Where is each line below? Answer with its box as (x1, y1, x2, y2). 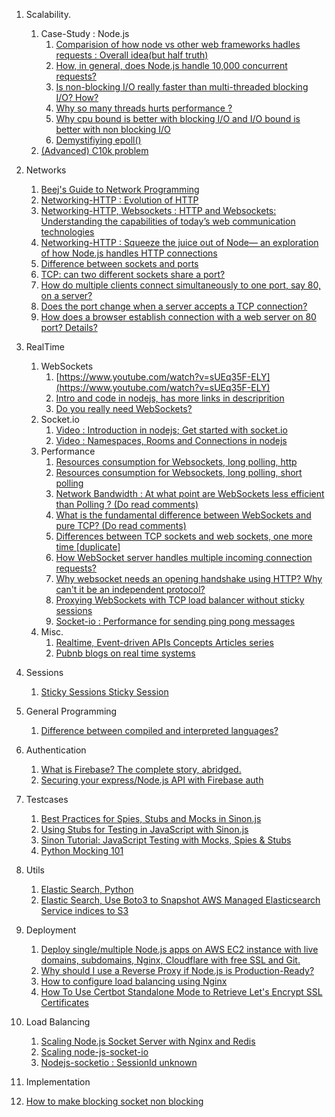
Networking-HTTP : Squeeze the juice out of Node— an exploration (40, 237, 319, 248)
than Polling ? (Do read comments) (55, 499, 199, 510)
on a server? (40, 290, 93, 301)
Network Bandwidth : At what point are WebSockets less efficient (55, 488, 325, 499)
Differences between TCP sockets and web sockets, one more (55, 530, 313, 542)
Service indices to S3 (40, 905, 129, 916)
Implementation (25, 1076, 91, 1088)
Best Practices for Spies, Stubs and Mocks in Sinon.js (40, 813, 262, 824)
